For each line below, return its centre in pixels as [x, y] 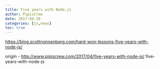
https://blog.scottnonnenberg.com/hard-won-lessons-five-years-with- [77, 42]
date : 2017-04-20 [23, 19]
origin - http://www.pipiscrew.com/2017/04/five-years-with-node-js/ [75, 56]
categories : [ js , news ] [28, 23]
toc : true [15, 28]
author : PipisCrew [24, 14]
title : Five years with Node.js [38, 10]
